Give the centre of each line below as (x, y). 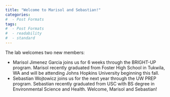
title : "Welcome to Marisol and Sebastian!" (53, 10)
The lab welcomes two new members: (45, 52)
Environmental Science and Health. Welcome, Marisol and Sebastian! (85, 89)
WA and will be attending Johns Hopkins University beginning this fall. (86, 73)
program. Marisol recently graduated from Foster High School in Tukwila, (89, 67)
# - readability (24, 33)
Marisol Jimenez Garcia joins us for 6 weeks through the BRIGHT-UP (84, 62)
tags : (11, 24)
